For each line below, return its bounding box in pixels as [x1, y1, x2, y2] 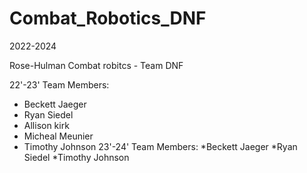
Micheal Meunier [23, 130, 94, 142]
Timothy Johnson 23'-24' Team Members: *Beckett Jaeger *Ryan [23, 140, 298, 152]
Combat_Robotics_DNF [9, 7, 207, 30]
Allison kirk [23, 119, 70, 131]
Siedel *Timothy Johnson [23, 151, 130, 163]
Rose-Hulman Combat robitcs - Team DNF [9, 59, 184, 71]
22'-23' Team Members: [9, 78, 110, 91]
